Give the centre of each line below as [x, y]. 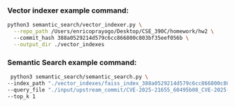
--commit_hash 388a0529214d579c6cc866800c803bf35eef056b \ [101, 38]
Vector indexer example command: [68, 10]
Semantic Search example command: [72, 62]
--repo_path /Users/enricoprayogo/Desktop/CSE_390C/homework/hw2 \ [114, 31]
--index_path [26, 83]
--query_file [26, 90]
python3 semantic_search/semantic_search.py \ [79, 77]
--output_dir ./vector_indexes [59, 44]
